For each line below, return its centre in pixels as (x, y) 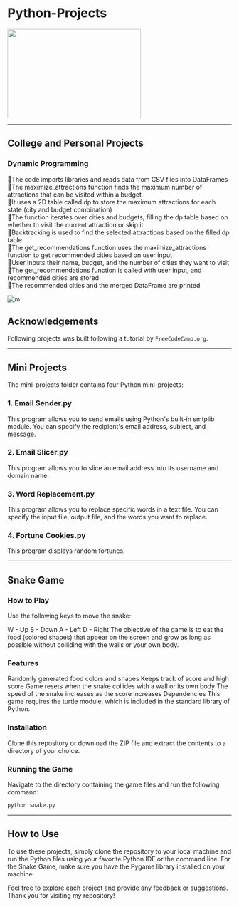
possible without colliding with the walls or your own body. (93, 645)
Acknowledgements (53, 322)
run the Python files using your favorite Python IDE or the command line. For (119, 859)
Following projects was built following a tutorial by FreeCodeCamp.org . (108, 338)
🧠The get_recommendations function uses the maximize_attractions (107, 247)
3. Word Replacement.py (51, 494)
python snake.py (31, 805)
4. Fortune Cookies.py (47, 536)
